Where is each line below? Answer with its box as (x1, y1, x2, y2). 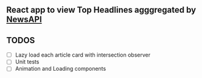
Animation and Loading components (15, 65, 106, 73)
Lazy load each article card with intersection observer (15, 51, 151, 58)
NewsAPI (6, 15, 43, 25)
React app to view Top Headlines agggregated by (6, 5, 197, 15)
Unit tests (15, 58, 40, 66)
